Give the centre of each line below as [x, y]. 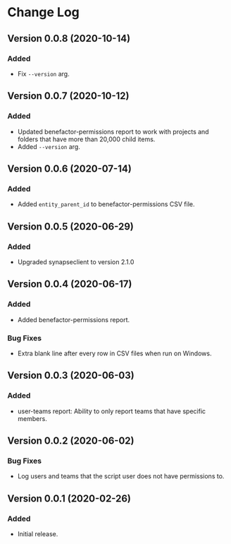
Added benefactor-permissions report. [74, 319]
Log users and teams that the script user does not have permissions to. [121, 476]
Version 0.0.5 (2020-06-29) [70, 226]
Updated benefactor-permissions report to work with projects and [113, 131]
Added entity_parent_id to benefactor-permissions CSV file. [106, 204]
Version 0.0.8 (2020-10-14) [69, 39]
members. [32, 418]
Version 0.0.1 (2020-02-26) [69, 498]
